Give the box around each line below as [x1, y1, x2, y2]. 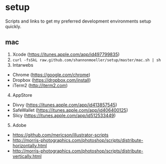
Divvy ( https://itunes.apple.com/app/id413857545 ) [12, 102, 117, 108]
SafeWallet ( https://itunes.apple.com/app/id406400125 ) [12, 107, 128, 113]
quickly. [5, 23, 22, 29]
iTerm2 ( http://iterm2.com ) [12, 82, 68, 88]
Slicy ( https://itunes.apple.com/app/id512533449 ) [12, 112, 116, 118]
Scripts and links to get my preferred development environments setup [5, 18, 151, 24]
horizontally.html [12, 142, 47, 148]
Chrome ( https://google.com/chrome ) [12, 72, 91, 78]
